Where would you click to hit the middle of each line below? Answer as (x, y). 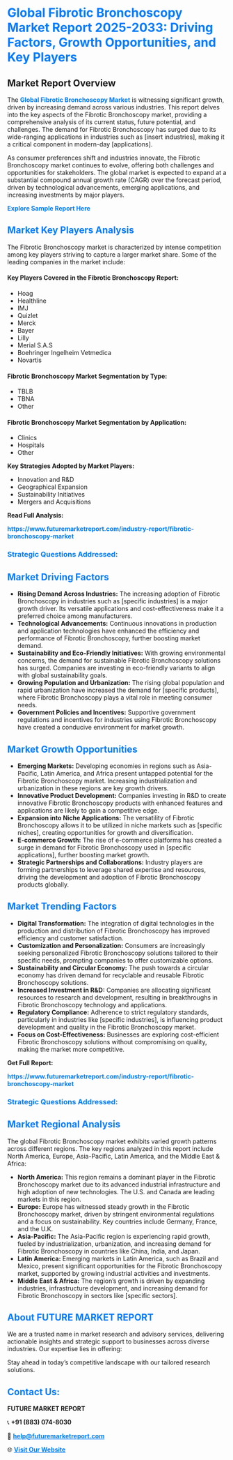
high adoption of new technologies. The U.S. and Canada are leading (116, 1191)
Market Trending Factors (62, 906)
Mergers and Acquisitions (54, 502)
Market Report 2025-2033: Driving (110, 28)
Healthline (32, 301)
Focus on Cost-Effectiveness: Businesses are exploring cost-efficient (118, 1034)
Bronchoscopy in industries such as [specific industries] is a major (113, 601)
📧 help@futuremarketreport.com (56, 1436)
